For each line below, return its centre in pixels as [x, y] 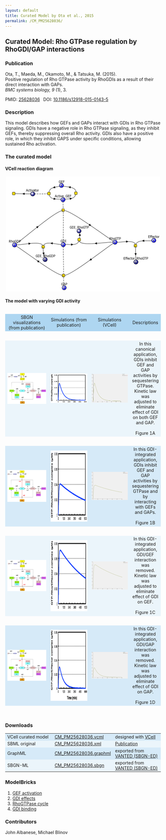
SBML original [21, 744]
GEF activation [27, 793]
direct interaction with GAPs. [34, 85]
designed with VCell [135, 737]
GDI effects [24, 798]
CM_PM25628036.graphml [83, 753]
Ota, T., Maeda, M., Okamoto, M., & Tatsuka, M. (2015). [61, 74]
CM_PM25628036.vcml [79, 737]
